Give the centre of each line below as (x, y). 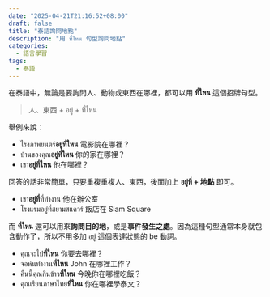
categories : (28, 46)
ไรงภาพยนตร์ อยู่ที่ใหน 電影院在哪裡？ (75, 144)
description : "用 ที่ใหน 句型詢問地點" (67, 38)
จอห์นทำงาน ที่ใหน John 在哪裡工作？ (76, 263)
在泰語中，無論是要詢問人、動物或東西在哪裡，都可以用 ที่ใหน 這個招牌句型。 (135, 92)
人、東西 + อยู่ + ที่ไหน (62, 109)
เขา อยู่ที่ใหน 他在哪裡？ (54, 164)
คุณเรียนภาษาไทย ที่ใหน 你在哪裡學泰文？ (81, 283)
